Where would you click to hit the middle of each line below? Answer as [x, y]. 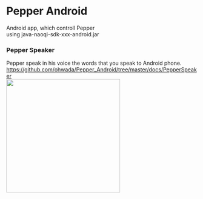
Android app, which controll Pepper [51, 28]
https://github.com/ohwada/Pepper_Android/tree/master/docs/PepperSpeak [101, 70]
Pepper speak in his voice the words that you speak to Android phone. [94, 63]
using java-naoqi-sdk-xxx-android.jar [53, 34]
